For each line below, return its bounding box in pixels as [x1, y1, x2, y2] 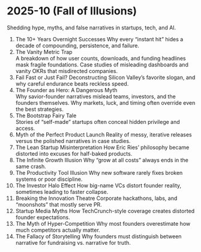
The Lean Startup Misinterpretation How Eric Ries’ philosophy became [15, 144, 190, 151]
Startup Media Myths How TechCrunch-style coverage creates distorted [15, 207, 195, 214]
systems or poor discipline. [15, 175, 83, 183]
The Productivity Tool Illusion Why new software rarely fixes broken [15, 169, 183, 176]
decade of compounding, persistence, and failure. [15, 42, 140, 49]
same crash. [15, 163, 47, 170]
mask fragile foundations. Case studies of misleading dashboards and [15, 61, 188, 68]
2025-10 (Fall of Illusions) [7, 4, 137, 18]
